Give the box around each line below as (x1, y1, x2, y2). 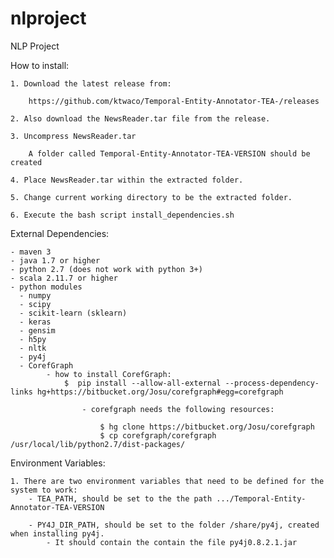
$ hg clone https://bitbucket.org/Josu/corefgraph (99, 422, 315, 432)
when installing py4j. (10, 528, 105, 539)
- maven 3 (10, 247, 52, 257)
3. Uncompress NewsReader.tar (10, 131, 137, 141)
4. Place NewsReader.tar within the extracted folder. (10, 175, 244, 185)
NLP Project (10, 40, 60, 52)
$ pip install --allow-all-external (63, 378, 222, 388)
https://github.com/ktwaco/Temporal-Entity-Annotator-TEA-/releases (28, 96, 320, 106)
